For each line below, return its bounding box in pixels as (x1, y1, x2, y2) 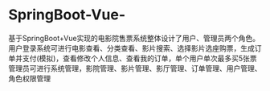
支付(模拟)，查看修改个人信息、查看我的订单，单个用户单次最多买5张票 (22, 53, 257, 63)
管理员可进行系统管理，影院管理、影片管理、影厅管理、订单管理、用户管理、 (8, 63, 262, 73)
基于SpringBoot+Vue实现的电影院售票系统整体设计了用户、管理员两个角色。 (8, 33, 260, 43)
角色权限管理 (8, 73, 51, 83)
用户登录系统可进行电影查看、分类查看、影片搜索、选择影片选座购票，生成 (8, 43, 255, 53)
